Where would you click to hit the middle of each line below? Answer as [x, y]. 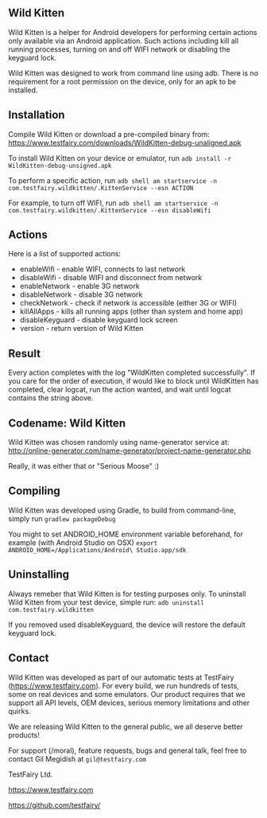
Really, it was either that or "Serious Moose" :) [84, 466]
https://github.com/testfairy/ [54, 805]
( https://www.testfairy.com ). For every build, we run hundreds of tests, [124, 686]
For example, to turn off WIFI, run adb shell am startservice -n [113, 203]
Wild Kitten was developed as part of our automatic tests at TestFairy [121, 677]
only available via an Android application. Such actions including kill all [124, 41]
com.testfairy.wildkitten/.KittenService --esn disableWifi [110, 210]
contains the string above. [51, 398]
